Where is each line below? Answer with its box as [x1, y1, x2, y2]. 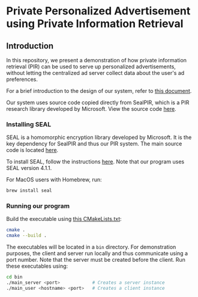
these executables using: [6, 262, 68, 270]
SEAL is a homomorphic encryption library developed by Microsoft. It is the [6, 134, 192, 141]
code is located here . [6, 147, 59, 154]
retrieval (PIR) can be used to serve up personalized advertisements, [6, 63, 176, 70]
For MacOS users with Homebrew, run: [6, 176, 102, 183]
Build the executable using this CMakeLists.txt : [6, 216, 122, 223]
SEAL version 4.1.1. [6, 165, 52, 172]
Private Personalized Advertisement [6, 4, 191, 18]
